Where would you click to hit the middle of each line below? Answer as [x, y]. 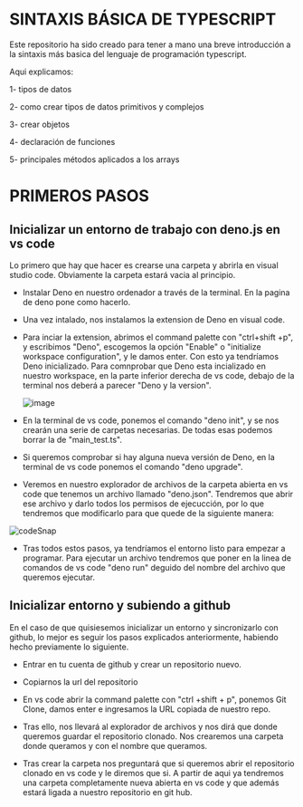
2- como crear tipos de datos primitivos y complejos [107, 106]
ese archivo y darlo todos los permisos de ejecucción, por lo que [143, 504]
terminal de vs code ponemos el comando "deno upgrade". [133, 466]
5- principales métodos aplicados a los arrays [95, 159]
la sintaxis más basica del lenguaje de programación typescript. [128, 53]
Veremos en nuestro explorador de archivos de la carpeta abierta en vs [155, 484]
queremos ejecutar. [58, 577]
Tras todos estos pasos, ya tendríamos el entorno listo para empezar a [154, 548]
